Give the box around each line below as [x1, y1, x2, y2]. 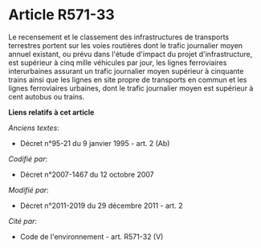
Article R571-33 [8, 6, 115, 24]
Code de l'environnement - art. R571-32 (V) [19, 231, 164, 242]
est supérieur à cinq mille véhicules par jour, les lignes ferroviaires [8, 58, 227, 67]
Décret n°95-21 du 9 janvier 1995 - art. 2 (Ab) [19, 138, 170, 148]
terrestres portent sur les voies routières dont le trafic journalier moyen [8, 40, 243, 50]
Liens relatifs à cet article [8, 107, 95, 117]
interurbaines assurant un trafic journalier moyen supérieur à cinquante [8, 66, 244, 75]
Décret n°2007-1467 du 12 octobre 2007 [19, 169, 154, 179]
